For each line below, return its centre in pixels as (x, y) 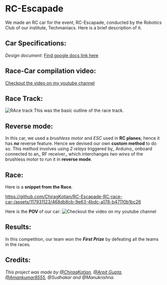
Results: (18, 227)
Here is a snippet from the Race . (39, 187)
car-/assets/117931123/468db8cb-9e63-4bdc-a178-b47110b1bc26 (73, 202)
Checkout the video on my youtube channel (50, 83)
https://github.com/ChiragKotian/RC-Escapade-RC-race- (64, 196)
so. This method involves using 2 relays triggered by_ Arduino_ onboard (79, 149)
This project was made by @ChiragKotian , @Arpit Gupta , (64, 272)
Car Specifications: (36, 44)
